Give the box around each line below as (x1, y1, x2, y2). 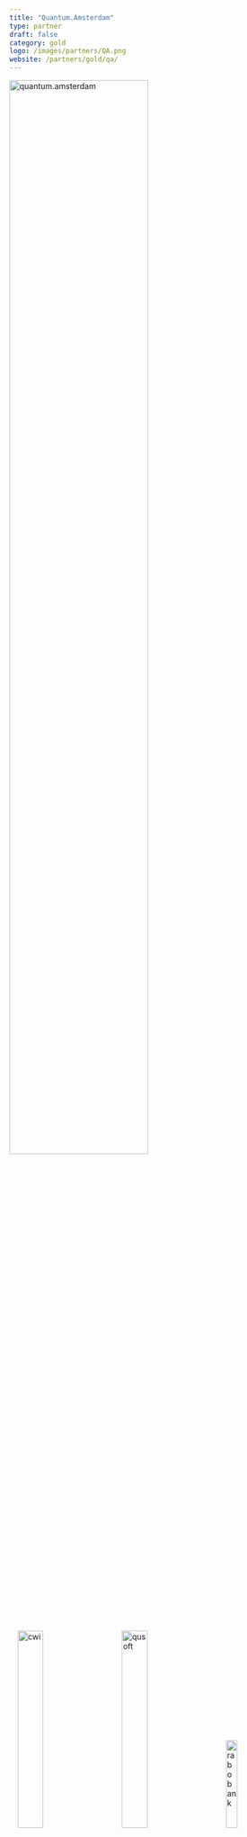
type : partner (9, 22, 63, 31)
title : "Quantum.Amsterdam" (9, 13, 115, 22)
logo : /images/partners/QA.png (9, 47, 127, 56)
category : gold (9, 38, 66, 48)
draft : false (9, 30, 58, 39)
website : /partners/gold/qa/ (9, 55, 119, 64)
